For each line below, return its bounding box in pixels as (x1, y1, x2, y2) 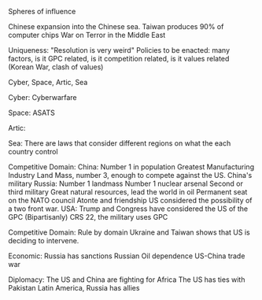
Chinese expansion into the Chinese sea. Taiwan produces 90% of (8, 22, 224, 31)
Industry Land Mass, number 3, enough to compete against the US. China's (8, 171, 253, 180)
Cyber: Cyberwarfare (8, 93, 77, 102)
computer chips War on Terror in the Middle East (8, 31, 166, 39)
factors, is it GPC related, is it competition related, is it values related (8, 54, 230, 63)
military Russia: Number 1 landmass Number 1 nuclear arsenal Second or (8, 179, 244, 188)
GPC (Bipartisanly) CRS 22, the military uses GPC (8, 213, 168, 221)
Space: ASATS (8, 108, 55, 117)
